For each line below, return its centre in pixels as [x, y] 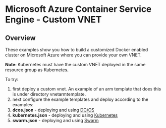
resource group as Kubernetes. [37, 70]
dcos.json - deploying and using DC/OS [53, 110]
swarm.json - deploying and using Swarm [55, 120]
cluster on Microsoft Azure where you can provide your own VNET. [74, 55]
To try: [12, 79]
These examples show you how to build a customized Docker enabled [77, 50]
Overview [21, 38]
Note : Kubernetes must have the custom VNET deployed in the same [76, 64]
